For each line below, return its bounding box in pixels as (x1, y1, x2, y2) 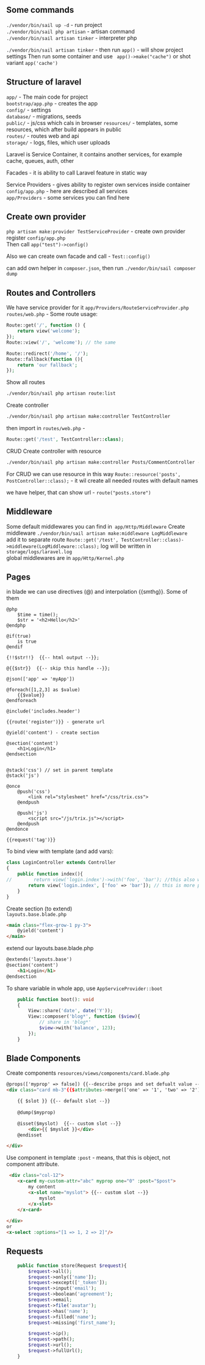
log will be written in (100, 542, 151, 550)
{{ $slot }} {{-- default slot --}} (17, 1098, 111, 1105)
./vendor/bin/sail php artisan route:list (6, 390, 116, 397)
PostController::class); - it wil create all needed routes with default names (6, 477, 198, 484)
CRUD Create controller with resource (6, 447, 102, 455)
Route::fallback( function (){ (6, 356, 84, 362)
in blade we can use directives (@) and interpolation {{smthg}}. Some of (6, 588, 188, 596)
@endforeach (6, 698, 37, 704)
